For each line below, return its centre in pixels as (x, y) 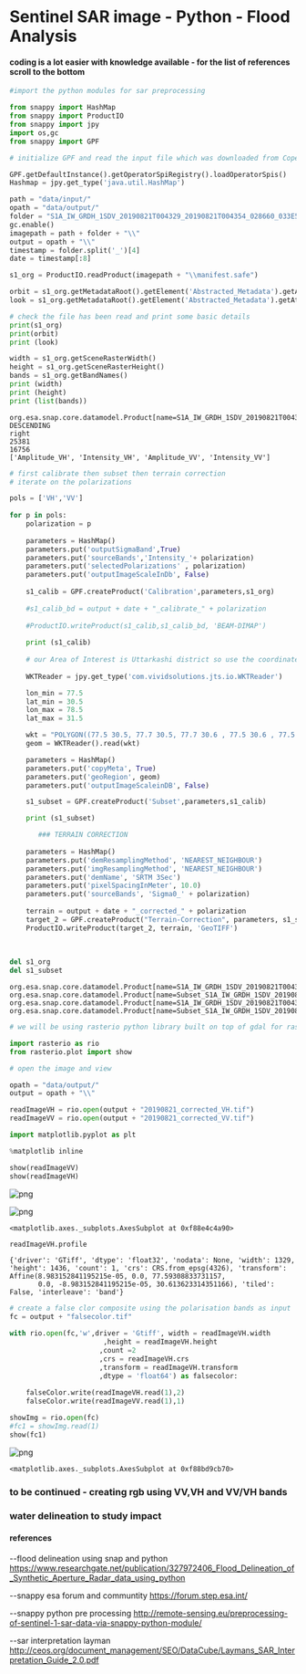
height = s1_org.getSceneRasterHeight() (87, 367)
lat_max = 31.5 (55, 718)
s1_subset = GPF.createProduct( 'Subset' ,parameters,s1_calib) (146, 802)
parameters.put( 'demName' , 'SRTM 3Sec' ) (103, 877)
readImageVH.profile (49, 1244)
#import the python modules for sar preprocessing (107, 91)
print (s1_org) (36, 325)
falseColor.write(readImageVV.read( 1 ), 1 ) (105, 1402)
